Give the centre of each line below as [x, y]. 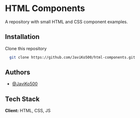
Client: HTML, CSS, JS [28, 111]
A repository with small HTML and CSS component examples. [67, 22]
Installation [22, 37]
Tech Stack [22, 99]
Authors [18, 72]
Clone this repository [26, 48]
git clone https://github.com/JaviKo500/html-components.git [72, 57]
